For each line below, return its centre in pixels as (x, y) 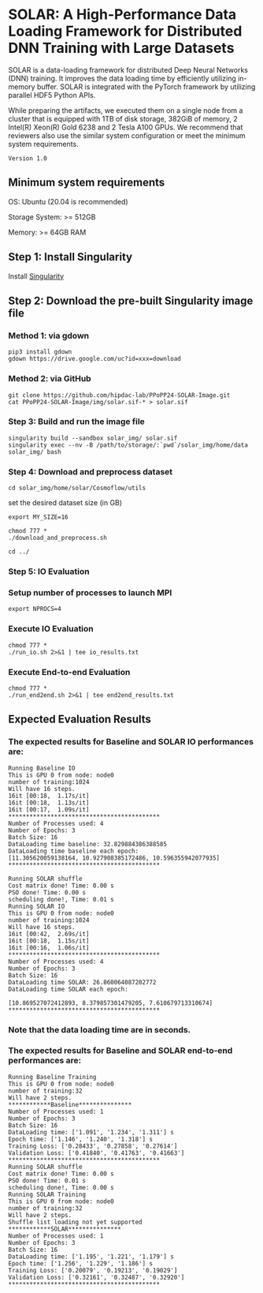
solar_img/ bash (35, 452)
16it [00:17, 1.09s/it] (49, 810)
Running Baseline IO (42, 768)
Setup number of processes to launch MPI (90, 592)
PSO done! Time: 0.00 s (47, 892)
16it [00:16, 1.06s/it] (49, 948)
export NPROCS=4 (35, 609)
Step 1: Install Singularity (70, 257)
